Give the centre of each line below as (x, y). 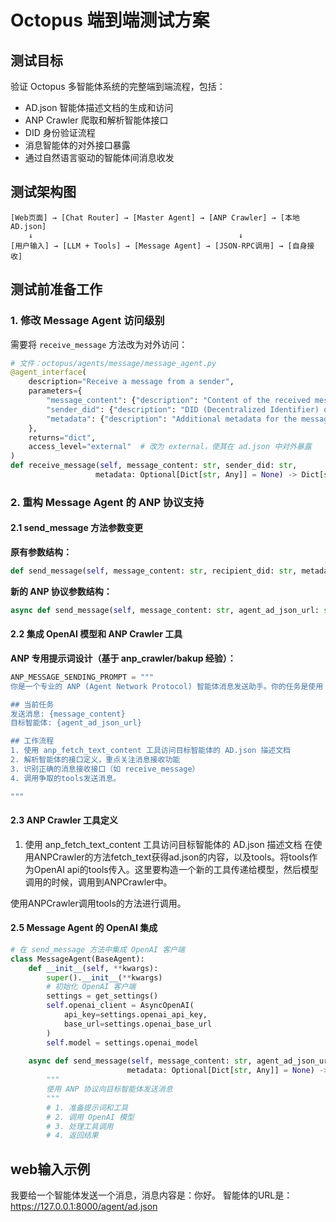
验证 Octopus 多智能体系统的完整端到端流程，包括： (118, 86)
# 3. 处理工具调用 (80, 1126)
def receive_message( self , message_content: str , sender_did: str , (154, 466)
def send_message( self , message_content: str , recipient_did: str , (154, 571)
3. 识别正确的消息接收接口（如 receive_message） (105, 769)
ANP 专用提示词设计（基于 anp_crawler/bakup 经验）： (123, 658)
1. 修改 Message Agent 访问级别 (87, 321)
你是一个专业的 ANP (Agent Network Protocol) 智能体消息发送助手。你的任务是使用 (167, 686)
